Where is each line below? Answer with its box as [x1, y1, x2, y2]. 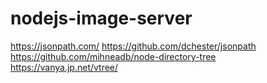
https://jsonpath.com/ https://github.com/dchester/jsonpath [10, 40, 257, 52]
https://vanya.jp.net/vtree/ [10, 61, 119, 73]
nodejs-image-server [10, 7, 193, 30]
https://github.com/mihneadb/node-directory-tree [10, 50, 217, 62]
